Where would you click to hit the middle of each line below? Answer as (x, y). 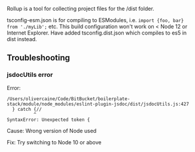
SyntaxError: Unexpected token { (48, 120)
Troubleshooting (39, 58)
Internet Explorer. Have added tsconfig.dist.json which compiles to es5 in (97, 33)
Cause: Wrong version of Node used (52, 131)
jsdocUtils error (30, 75)
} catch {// (27, 109)
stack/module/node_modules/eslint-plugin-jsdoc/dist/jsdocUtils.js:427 (98, 104)
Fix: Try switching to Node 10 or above (54, 142)
